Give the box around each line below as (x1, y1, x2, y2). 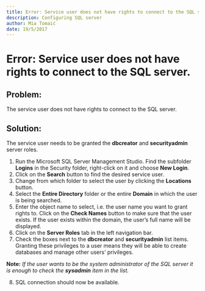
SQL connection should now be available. (15, 279, 120, 286)
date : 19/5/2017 (6, 26, 48, 32)
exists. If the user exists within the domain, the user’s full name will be (15, 216, 191, 223)
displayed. (15, 223, 41, 230)
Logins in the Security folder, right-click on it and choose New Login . (15, 164, 189, 171)
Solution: (6, 123, 41, 134)
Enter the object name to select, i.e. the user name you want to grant (15, 203, 188, 210)
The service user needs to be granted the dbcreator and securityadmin (6, 140, 188, 147)
